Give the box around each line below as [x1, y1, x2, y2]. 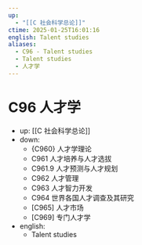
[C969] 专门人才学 [31, 212, 92, 222]
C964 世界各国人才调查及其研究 [31, 193, 135, 202]
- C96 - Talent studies [15, 48, 93, 56]
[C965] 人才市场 [31, 203, 84, 212]
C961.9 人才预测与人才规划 [31, 164, 118, 173]
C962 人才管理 [31, 173, 79, 182]
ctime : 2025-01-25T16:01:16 [8, 26, 100, 34]
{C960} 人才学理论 [31, 144, 92, 153]
